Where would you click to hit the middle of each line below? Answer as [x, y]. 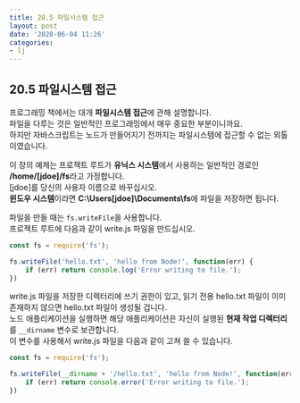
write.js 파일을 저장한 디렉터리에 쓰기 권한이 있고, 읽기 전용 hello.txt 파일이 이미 [148, 297]
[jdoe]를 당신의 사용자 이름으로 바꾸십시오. [83, 187]
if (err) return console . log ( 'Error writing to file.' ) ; [133, 270]
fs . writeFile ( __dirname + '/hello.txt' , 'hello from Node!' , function [143, 374]
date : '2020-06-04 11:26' [57, 34]
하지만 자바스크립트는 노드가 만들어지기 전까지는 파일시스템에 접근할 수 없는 [141, 134]
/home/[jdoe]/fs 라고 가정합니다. [67, 176]
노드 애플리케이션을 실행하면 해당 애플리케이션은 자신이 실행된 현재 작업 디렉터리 [148, 319]
